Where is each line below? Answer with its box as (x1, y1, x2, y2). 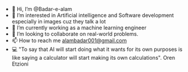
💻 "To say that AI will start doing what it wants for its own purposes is (11, 46, 183, 53)
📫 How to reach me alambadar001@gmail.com (11, 37, 127, 44)
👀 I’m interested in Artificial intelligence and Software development (11, 12, 174, 19)
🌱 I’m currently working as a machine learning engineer (11, 24, 147, 31)
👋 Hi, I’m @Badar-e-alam (11, 6, 73, 12)
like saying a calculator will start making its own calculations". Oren (11, 54, 176, 61)
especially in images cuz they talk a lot (11, 18, 106, 25)
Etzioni (11, 60, 28, 67)
